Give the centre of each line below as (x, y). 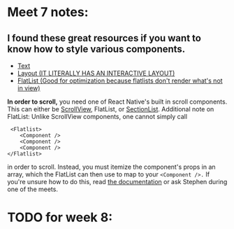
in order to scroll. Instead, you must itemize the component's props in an (111, 167)
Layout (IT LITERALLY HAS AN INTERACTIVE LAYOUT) (96, 73)
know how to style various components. (96, 49)
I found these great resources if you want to (104, 38)
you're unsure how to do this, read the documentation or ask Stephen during (117, 182)
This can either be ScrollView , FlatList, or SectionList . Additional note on (111, 109)
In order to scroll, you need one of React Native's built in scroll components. (117, 102)
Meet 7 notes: (48, 12)
